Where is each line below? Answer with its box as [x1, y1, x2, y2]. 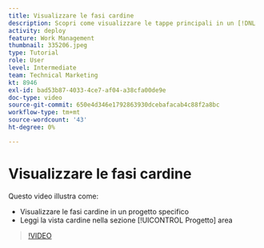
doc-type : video [8, 94, 62, 102]
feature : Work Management [8, 34, 94, 42]
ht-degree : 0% [8, 123, 56, 131]
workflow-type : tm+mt [8, 109, 81, 117]
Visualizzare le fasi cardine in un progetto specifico [19, 206, 190, 216]
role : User [8, 57, 45, 65]
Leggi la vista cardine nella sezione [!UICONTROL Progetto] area [19, 215, 234, 225]
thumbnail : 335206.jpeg [8, 42, 88, 50]
